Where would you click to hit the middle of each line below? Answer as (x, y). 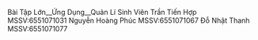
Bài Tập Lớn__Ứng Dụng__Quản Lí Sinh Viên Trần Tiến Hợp (102, 12)
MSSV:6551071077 (38, 29)
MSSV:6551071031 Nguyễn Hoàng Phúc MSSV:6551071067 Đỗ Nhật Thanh (129, 20)
